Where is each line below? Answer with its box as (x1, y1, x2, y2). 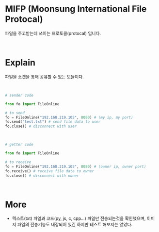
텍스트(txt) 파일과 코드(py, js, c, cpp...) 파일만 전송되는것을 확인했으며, (12, 215, 146, 221)
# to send (5, 110, 25, 115)
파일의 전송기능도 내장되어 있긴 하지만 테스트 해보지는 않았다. (17, 222, 132, 228)
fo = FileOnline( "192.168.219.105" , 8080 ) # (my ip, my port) (5, 115, 133, 120)
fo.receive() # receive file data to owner (5, 168, 95, 173)
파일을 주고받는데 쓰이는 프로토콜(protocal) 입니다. (5, 30, 101, 36)
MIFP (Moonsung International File (5, 3, 147, 15)
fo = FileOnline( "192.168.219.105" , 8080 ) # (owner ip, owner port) (5, 164, 146, 169)
